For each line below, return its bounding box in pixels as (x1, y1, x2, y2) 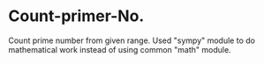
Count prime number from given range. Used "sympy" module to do (8, 35, 255, 46)
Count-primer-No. (8, 6, 145, 26)
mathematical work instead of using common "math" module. (8, 44, 231, 54)
